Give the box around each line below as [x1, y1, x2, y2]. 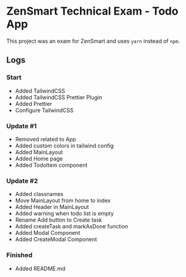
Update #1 [6, 122, 37, 130]
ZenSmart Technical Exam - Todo [6, 4, 179, 18]
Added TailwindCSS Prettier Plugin [15, 93, 102, 101]
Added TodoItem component [15, 161, 88, 169]
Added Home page [15, 155, 63, 162]
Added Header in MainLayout [15, 203, 89, 211]
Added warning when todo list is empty [15, 210, 114, 217]
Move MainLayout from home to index [15, 197, 111, 205]
